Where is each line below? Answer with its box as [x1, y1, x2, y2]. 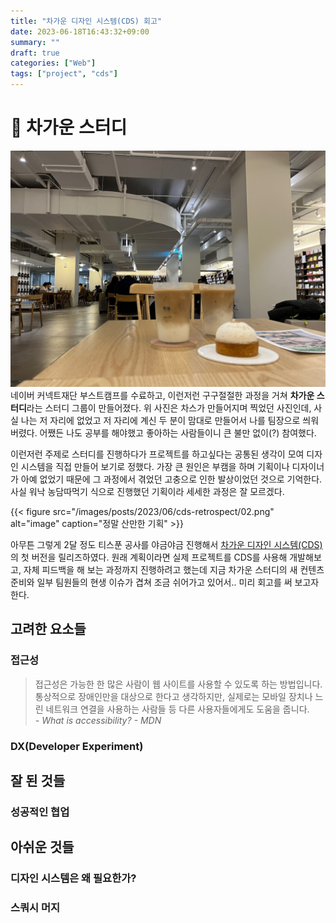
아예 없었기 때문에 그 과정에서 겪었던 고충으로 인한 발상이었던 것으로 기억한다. [20, 473, 323, 485]
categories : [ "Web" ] [10, 58, 97, 69]
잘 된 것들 [10, 772, 66, 789]
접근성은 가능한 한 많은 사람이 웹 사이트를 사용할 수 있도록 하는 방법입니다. [34, 678, 323, 690]
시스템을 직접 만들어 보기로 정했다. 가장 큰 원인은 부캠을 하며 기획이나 [20, 460, 290, 472]
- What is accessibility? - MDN [34, 714, 162, 726]
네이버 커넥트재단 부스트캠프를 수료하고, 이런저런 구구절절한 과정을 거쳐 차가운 [10, 389, 315, 401]
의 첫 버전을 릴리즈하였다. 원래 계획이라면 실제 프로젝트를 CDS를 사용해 [10, 551, 288, 563]
